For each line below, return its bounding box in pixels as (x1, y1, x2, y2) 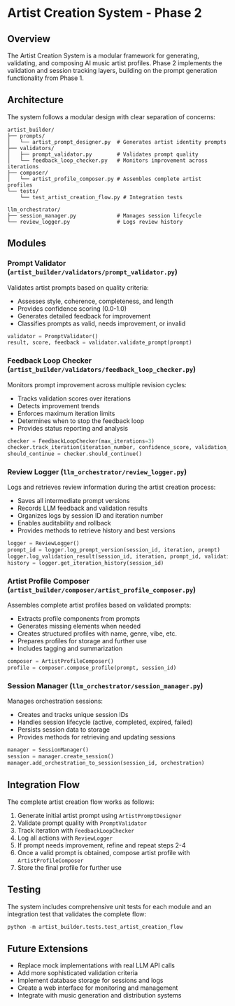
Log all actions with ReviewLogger (17, 833, 113, 842)
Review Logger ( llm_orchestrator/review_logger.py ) (7, 467, 187, 477)
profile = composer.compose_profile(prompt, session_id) (7, 664, 177, 671)
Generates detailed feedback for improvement (17, 311, 151, 320)
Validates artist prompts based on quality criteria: (7, 283, 149, 292)
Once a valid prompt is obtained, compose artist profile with (17, 848, 190, 857)
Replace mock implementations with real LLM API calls (17, 961, 175, 970)
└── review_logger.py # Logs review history (7, 218, 183, 225)
